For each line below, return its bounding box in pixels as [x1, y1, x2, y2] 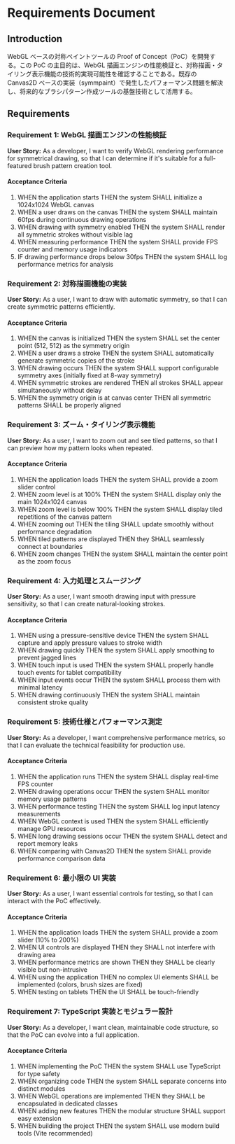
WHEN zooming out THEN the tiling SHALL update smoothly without [17, 519, 214, 528]
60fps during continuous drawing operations [17, 215, 147, 223]
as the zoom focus [17, 557, 71, 565]
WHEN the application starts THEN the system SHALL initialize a [17, 193, 203, 201]
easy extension [17, 1114, 62, 1122]
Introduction [7, 33, 63, 45]
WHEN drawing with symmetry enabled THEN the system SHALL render [17, 223, 225, 231]
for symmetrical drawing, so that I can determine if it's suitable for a [7, 154, 203, 162]
